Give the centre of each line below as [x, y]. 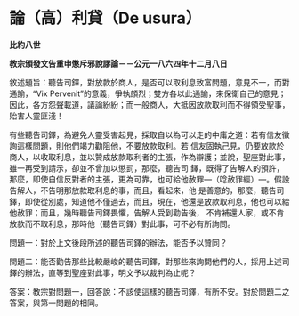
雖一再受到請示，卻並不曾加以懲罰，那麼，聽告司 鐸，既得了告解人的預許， [147, 168]
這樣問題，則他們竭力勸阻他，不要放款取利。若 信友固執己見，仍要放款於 [150, 146]
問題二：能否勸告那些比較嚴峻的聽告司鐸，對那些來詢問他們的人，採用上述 [145, 261]
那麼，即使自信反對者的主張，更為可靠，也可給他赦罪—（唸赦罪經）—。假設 [149, 179]
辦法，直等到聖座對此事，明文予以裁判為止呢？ [110, 272]
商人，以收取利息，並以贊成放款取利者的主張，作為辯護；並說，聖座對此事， [149, 157]
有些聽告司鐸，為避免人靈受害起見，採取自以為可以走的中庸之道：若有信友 [145, 134]
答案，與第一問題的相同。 [56, 303]
